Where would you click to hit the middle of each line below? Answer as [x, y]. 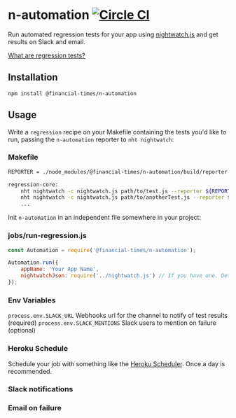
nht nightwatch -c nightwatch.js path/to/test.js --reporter [111, 191]
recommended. [30, 371]
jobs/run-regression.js [47, 236]
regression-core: [33, 184]
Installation [33, 77]
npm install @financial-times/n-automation [72, 93]
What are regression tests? [47, 55]
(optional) [22, 330]
